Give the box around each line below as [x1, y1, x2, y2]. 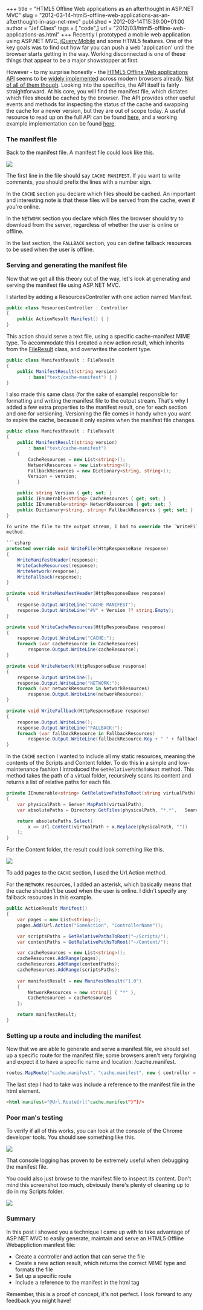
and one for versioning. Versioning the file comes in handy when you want [6, 410, 192, 417]
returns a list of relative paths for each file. [6, 779, 112, 786]
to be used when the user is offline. [6, 246, 95, 254]
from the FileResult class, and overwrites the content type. [6, 346, 152, 353]
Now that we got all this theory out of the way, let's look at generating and [6, 275, 190, 282]
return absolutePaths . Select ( [17, 818, 94, 824]
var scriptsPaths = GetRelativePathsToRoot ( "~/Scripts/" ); [17, 933, 169, 939]
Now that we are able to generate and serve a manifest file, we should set [6, 1046, 190, 1053]
